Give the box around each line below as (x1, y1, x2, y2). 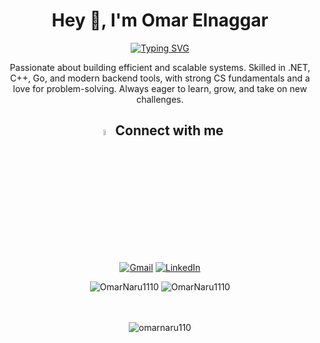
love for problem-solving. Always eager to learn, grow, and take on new (12, 82, 308, 94)
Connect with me (115, 122, 224, 139)
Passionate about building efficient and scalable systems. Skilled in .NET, (9, 61, 311, 73)
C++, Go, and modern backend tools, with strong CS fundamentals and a (10, 72, 310, 84)
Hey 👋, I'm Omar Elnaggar (51, 9, 269, 32)
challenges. (136, 93, 184, 105)
